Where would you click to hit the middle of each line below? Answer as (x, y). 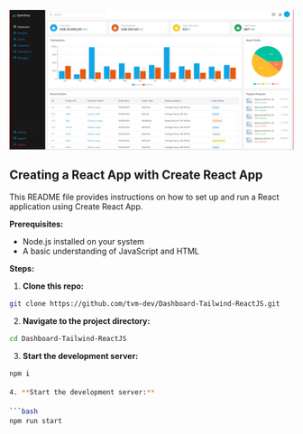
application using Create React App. (76, 206)
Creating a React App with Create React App (136, 175)
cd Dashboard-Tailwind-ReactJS (68, 338)
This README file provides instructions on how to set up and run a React (144, 197)
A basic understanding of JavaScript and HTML (111, 251)
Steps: (22, 268)
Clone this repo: (53, 286)
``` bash (24, 411)
